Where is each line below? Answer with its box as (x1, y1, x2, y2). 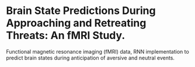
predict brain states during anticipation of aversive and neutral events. (6, 54, 175, 61)
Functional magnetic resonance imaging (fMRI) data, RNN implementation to (6, 48, 190, 55)
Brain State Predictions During (6, 4, 156, 17)
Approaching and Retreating (6, 16, 147, 30)
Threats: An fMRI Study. (6, 29, 126, 42)
